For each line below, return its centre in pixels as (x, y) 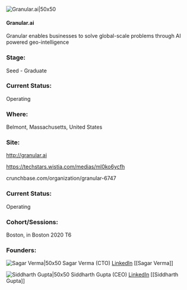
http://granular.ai (27, 155)
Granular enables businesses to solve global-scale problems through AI (93, 36)
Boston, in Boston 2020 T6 (39, 235)
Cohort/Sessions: (32, 222)
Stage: (16, 58)
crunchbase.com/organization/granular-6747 (61, 179)
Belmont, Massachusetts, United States (54, 127)
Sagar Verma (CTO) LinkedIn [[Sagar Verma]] (118, 263)
